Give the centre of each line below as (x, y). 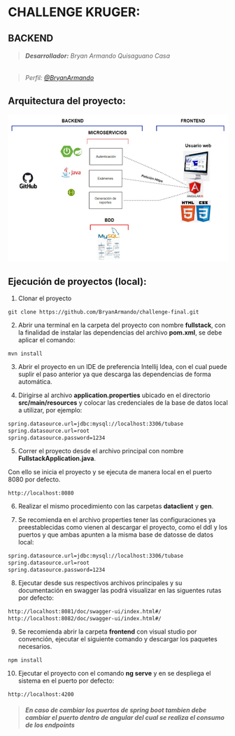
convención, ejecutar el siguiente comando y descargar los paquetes (117, 639)
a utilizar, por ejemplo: (50, 410)
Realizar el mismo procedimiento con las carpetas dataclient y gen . (116, 507)
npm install (25, 660)
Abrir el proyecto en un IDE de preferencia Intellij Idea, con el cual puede (122, 367)
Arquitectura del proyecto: (67, 101)
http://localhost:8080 (41, 493)
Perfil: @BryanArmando (59, 77)
